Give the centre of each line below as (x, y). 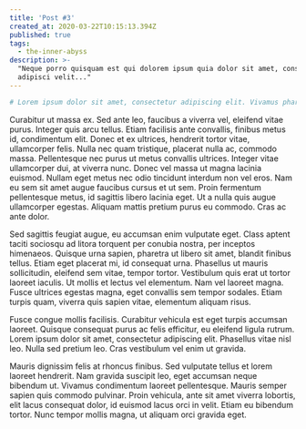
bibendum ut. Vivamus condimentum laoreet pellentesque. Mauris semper (148, 385)
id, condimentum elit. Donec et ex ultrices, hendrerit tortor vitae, (130, 138)
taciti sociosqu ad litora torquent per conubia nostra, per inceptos (133, 243)
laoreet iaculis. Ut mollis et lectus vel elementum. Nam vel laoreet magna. (147, 282)
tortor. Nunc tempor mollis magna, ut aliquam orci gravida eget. (128, 414)
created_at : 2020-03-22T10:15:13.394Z (83, 26)
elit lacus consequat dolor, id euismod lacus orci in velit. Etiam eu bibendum (152, 404)
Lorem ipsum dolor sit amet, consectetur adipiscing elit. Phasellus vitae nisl (150, 339)
